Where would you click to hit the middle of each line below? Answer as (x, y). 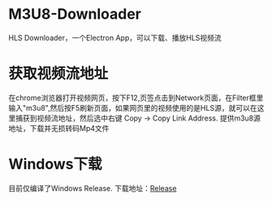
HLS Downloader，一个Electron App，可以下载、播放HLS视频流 (115, 37)
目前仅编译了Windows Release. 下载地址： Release (93, 188)
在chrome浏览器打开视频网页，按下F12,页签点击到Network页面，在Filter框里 (136, 98)
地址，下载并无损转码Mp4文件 (59, 128)
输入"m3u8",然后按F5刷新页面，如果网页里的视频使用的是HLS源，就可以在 (133, 107)
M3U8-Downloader (75, 14)
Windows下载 (55, 164)
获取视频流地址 (58, 74)
